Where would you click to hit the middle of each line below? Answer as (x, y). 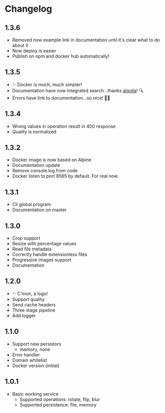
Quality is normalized (34, 132)
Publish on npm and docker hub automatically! (61, 56)
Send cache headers (34, 304)
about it (20, 45)
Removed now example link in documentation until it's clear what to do (86, 40)
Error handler (26, 354)
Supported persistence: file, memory (58, 405)
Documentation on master (39, 210)
